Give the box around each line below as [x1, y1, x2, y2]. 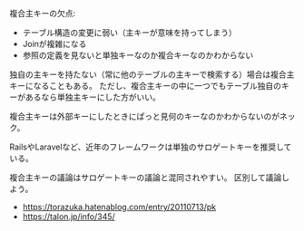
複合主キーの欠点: [9, 8, 76, 18]
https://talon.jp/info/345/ [22, 211, 115, 222]
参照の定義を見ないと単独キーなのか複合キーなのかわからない [22, 50, 254, 61]
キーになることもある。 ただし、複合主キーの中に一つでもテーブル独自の [9, 81, 282, 91]
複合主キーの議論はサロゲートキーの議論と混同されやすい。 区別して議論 [9, 172, 282, 183]
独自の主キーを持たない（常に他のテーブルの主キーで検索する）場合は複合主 [9, 69, 295, 80]
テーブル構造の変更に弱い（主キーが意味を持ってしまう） [22, 27, 238, 38]
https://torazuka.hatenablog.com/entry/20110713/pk [22, 202, 216, 212]
